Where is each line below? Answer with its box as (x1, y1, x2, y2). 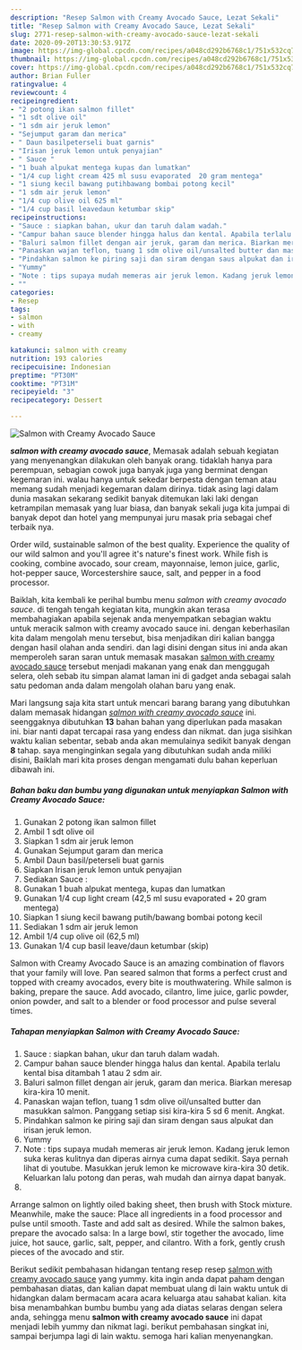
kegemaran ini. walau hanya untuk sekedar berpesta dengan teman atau (10, 474, 277, 485)
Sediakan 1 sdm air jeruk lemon (22, 921, 138, 932)
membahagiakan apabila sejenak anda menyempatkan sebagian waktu (10, 614, 272, 623)
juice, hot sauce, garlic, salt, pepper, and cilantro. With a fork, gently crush (10, 1237, 286, 1248)
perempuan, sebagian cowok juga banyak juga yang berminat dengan (10, 465, 268, 475)
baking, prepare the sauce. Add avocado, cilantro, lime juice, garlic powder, (10, 986, 289, 997)
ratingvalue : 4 (10, 80, 67, 89)
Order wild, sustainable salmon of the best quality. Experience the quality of (10, 539, 290, 549)
